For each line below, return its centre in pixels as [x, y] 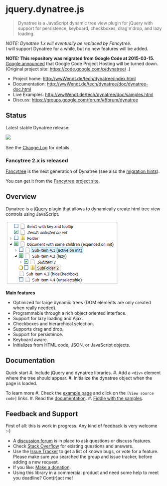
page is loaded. [22, 383]
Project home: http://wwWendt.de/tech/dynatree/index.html [74, 78]
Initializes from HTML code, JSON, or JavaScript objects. [72, 345]
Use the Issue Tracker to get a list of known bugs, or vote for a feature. [85, 452]
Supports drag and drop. [38, 329]
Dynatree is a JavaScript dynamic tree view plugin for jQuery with [85, 23]
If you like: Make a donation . [42, 468]
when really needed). [35, 308]
